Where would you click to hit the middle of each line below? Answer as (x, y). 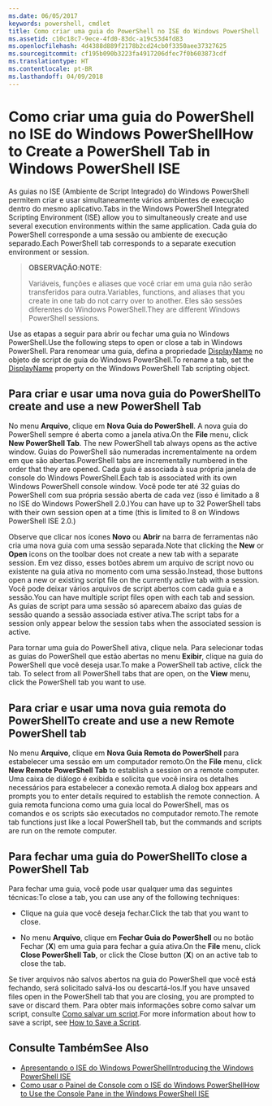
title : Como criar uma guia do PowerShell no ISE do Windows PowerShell (134, 31)
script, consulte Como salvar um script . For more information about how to (132, 1014)
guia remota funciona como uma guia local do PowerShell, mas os (119, 805)
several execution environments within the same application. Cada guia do (133, 225)
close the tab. (43, 964)
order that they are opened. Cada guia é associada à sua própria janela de (132, 470)
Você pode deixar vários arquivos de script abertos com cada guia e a (126, 589)
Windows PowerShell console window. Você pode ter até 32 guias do (124, 487)
